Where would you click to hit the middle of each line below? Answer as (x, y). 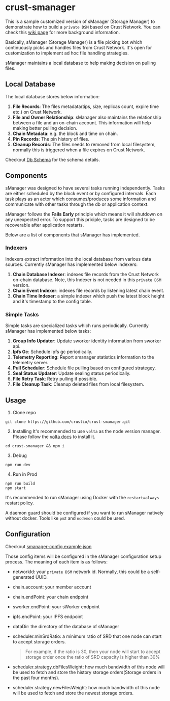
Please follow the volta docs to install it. (54, 437)
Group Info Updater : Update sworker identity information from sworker (87, 341)
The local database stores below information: (53, 96)
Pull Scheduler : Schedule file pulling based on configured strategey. (84, 368)
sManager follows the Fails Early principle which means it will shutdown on (84, 214)
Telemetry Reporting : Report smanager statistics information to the (83, 357)
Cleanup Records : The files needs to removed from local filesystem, (84, 144)
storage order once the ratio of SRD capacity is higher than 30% (93, 657)
